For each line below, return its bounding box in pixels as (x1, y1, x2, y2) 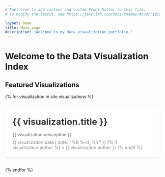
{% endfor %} (5, 167, 33, 173)
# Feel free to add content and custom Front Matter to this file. (5, 7, 146, 12)
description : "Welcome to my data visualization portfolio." (5, 30, 133, 35)
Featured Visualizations (5, 80, 80, 89)
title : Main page (5, 25, 41, 30)
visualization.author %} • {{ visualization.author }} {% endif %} (12, 145, 143, 151)
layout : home (5, 21, 32, 25)
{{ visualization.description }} (12, 132, 72, 138)
